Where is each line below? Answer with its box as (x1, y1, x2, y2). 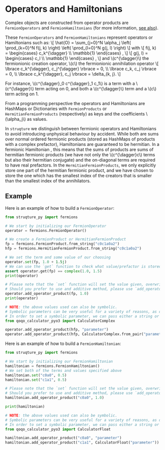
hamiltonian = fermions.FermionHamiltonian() (5, 364, 100, 368)
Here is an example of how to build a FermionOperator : (5, 205, 114, 211)
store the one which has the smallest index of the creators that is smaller (5, 172, 152, 178)
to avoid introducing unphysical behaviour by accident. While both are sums (5, 131, 159, 137)
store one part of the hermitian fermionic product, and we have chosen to (5, 167, 154, 173)
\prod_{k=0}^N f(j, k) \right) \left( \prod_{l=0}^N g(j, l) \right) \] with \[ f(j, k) (5, 45, 157, 51)
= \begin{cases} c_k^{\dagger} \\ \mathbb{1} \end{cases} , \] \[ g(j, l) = (5, 50, 148, 56)
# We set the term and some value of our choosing (5, 255, 111, 260)
